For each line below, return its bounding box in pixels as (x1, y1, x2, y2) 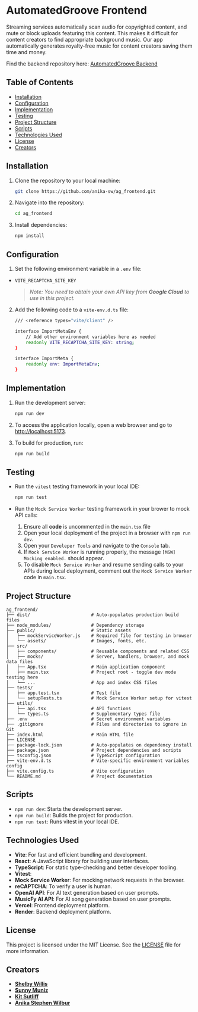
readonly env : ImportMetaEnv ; (25, 361, 100, 367)
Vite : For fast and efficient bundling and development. (14, 851, 147, 858)
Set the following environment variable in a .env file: (14, 266, 142, 272)
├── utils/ (6, 701, 33, 707)
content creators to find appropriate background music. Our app (6, 36, 163, 43)
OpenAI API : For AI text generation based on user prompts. (14, 889, 159, 896)
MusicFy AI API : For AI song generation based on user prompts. (14, 895, 172, 902)
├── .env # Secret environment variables (6, 716, 171, 722)
